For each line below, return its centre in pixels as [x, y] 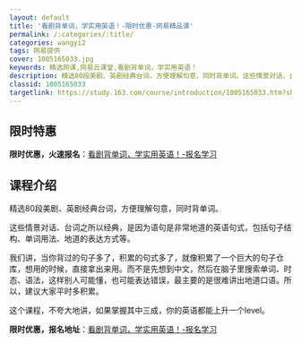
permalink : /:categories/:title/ [72, 34]
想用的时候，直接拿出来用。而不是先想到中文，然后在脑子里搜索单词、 [154, 269]
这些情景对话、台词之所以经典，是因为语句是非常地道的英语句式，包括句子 [146, 227]
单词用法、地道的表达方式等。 [80, 239]
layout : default [39, 17]
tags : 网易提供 [35, 51]
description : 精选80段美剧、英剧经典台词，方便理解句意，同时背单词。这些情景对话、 [149, 76]
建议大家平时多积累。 [64, 291]
